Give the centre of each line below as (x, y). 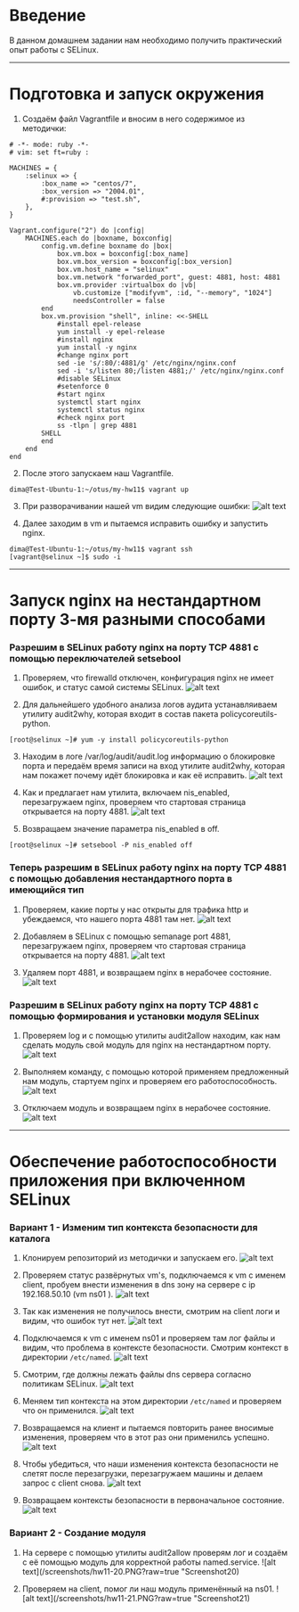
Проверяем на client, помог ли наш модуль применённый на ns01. (148, 1589)
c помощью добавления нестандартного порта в (121, 879)
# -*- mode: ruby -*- (49, 144)
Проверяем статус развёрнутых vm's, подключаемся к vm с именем (154, 1275)
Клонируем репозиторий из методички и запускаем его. (130, 1258)
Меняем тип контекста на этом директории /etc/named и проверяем (152, 1402)
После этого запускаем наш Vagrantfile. (98, 473)
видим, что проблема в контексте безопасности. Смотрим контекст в (155, 1348)
